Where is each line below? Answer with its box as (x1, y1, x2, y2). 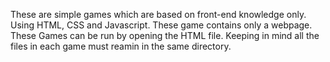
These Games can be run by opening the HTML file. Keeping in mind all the (10, 30, 320, 41)
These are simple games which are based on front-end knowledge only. (10, 9, 307, 20)
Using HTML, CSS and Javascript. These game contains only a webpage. (10, 19, 313, 31)
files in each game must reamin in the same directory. (10, 40, 232, 52)
